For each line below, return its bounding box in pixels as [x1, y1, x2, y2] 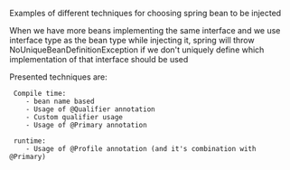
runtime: [13, 137, 47, 146]
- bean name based [25, 97, 95, 106]
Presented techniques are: [9, 71, 108, 82]
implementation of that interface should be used [9, 54, 189, 64]
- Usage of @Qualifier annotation [25, 105, 155, 114]
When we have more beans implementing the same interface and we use [9, 25, 281, 35]
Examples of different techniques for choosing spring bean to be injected [9, 8, 282, 18]
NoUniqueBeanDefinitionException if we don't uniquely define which [9, 44, 265, 55]
